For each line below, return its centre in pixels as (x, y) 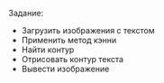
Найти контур (48, 50)
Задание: (26, 13)
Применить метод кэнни (69, 40)
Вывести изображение (65, 69)
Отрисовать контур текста (72, 59)
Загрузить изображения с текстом (88, 30)
